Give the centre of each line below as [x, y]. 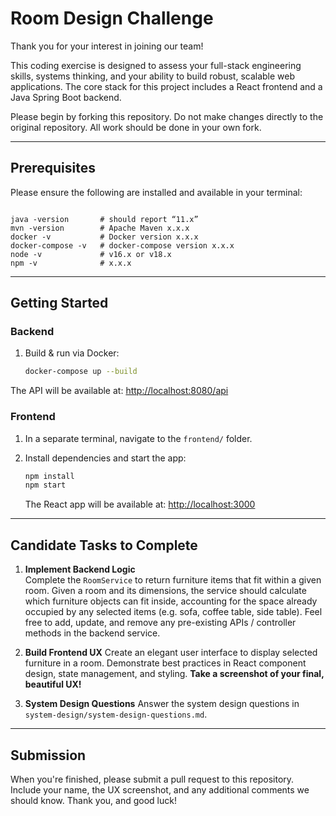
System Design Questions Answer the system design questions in [162, 704]
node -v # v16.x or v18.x [91, 254]
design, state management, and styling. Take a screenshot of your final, [174, 674]
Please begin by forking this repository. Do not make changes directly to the [167, 116]
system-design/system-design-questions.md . [116, 714]
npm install [49, 476]
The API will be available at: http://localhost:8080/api [119, 391]
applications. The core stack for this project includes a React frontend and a [166, 86]
